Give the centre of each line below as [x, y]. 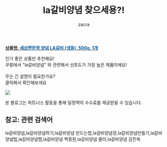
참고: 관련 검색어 [29, 120]
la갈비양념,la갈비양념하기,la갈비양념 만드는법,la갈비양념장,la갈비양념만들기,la [80, 132]
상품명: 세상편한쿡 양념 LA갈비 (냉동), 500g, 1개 [52, 47]
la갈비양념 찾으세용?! [84, 10]
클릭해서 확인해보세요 [26, 82]
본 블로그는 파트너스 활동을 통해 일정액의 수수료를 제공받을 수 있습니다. [74, 102]
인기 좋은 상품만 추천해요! [30, 58]
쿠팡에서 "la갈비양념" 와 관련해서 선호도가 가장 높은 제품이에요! [66, 64]
